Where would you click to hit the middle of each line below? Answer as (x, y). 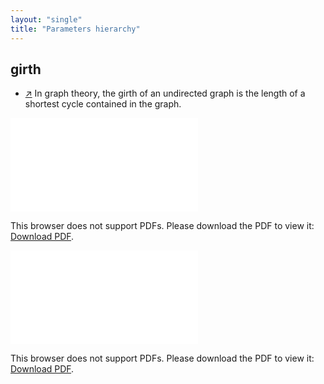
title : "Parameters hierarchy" (75, 29)
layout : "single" (46, 19)
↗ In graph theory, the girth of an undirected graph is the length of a (165, 93)
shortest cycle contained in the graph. (103, 104)
